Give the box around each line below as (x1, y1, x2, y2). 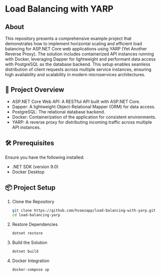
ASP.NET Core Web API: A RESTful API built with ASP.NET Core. (12, 98, 141, 104)
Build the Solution (12, 240, 48, 245)
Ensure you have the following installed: (5, 154, 85, 160)
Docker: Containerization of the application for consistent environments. (12, 114, 157, 120)
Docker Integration (12, 258, 50, 263)
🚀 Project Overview (5, 86, 64, 94)
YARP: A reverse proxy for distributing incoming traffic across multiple (12, 119, 152, 125)
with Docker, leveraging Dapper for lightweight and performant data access (5, 56, 156, 62)
